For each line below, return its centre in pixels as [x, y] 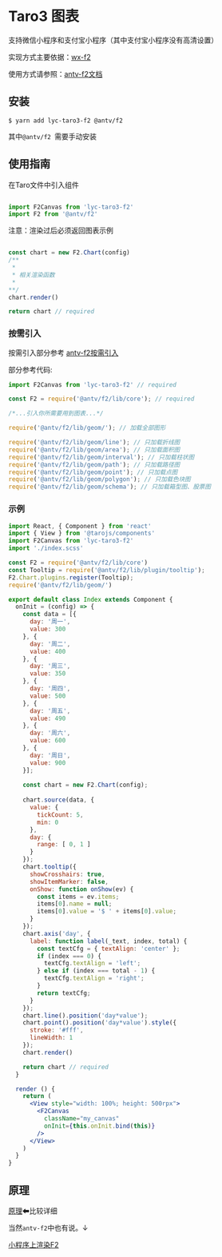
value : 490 [48, 718]
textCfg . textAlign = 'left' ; [92, 964]
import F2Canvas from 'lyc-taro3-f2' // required [93, 384]
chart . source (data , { [58, 800]
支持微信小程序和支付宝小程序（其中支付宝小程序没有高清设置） [113, 40]
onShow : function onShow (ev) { [81, 889]
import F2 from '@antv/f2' [53, 214]
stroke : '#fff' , [56, 1030]
